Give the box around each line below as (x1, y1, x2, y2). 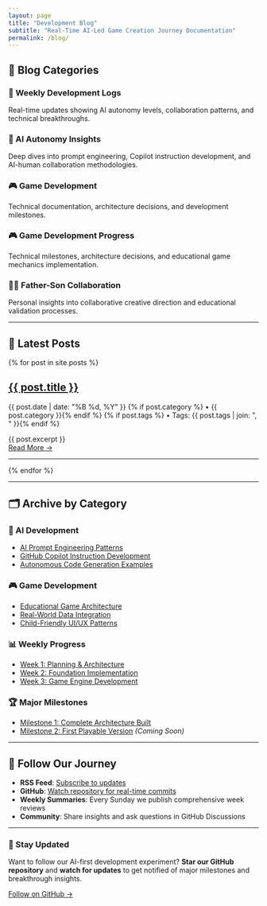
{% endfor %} (8, 465, 54, 475)
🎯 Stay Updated (8, 839, 70, 850)
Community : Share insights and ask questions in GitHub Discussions (19, 812, 246, 822)
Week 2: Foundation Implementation (19, 668, 138, 678)
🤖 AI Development (8, 525, 79, 536)
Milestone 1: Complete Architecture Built (19, 717, 152, 728)
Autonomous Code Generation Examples (19, 560, 153, 570)
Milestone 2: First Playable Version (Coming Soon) (19, 726, 185, 736)
